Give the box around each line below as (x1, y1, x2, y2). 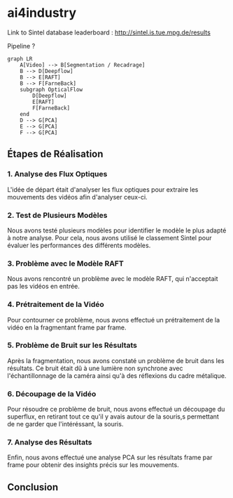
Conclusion (7, 481, 59, 493)
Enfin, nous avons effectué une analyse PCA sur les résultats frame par (7, 453, 213, 461)
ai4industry (7, 5, 77, 21)
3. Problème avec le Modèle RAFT (7, 258, 124, 268)
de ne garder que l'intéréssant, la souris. (7, 420, 124, 428)
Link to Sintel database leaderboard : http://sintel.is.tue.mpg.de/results (7, 28, 211, 37)
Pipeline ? (7, 41, 36, 50)
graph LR (7, 55, 33, 63)
